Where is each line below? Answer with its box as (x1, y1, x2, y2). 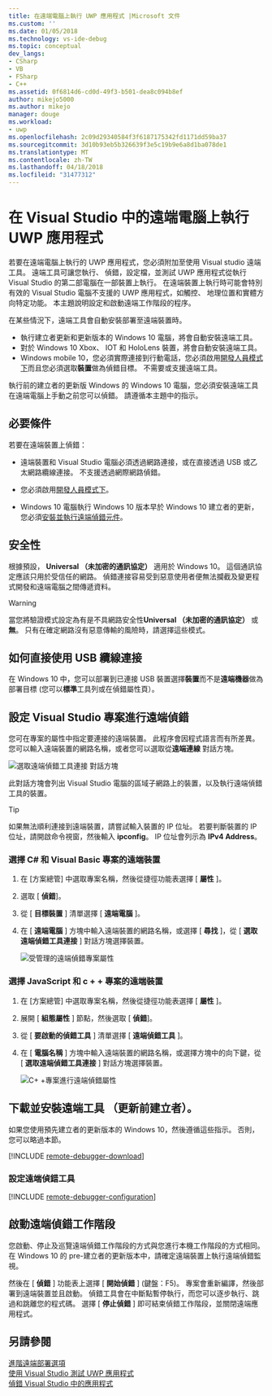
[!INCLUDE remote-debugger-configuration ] (8, 1192, 157, 1201)
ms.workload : (8, 118, 53, 126)
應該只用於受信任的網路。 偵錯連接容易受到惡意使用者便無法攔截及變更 (15, 571, 253, 581)
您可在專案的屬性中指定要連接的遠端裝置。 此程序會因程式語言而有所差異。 (8, 733, 260, 743)
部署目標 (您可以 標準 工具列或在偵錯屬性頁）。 (8, 685, 160, 694)
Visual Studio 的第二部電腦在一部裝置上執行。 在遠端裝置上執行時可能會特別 (8, 278, 262, 287)
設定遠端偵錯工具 (8, 1173, 76, 1184)
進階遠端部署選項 (8, 1358, 66, 1368)
